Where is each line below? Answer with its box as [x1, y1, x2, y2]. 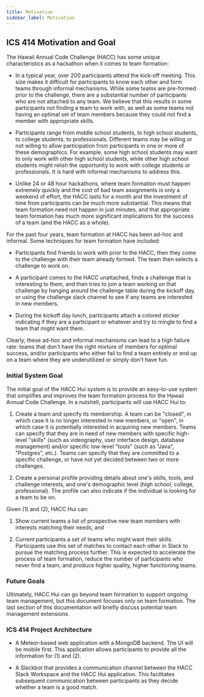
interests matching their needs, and [15, 523, 105, 531]
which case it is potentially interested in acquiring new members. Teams [15, 423, 197, 430]
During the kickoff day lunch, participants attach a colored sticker [15, 312, 180, 319]
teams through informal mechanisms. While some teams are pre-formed [15, 85, 197, 92]
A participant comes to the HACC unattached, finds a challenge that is [15, 274, 192, 281]
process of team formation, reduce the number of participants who [15, 555, 183, 562]
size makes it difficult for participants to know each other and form [15, 78, 183, 86]
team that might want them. [15, 325, 85, 332]
